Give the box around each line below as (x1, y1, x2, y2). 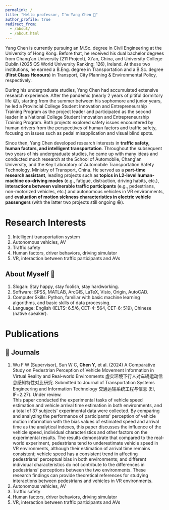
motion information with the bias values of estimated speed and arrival (12, 418, 159, 424)
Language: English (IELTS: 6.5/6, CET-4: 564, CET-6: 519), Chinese (12, 305, 152, 311)
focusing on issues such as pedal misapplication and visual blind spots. (5, 130, 154, 136)
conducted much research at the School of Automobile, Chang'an (5, 156, 142, 162)
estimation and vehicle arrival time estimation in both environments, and (12, 402, 162, 408)
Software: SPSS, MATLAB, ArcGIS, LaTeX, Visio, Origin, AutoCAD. (12, 288, 149, 295)
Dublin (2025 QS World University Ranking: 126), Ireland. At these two (5, 61, 150, 67)
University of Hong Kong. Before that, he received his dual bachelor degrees (5, 50, 164, 56)
